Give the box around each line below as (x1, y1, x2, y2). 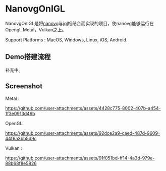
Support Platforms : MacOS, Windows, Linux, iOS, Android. (5, 36, 128, 43)
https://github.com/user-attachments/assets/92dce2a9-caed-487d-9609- (5, 130, 160, 136)
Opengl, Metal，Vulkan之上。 (5, 26, 67, 33)
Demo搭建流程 (5, 52, 51, 61)
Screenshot (5, 82, 43, 91)
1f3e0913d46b (5, 110, 35, 117)
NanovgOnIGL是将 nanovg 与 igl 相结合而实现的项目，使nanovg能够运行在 (5, 20, 154, 26)
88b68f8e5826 (5, 160, 37, 166)
